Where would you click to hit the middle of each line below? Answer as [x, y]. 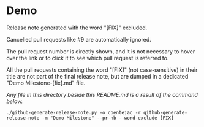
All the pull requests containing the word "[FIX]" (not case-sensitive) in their [102, 70]
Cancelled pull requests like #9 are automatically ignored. [79, 39]
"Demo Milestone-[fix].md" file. [46, 83]
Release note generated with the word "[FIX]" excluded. [77, 28]
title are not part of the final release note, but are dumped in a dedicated [97, 76]
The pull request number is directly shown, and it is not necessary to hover [101, 51]
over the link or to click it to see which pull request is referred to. [88, 58]
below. [15, 101]
